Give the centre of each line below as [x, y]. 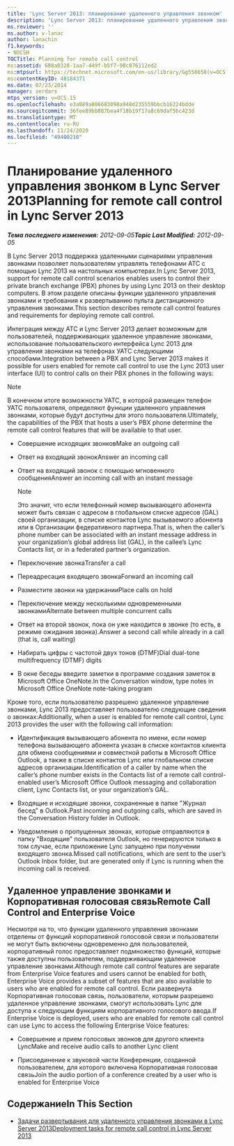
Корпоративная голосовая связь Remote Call [109, 902]
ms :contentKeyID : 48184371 [46, 78]
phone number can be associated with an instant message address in [117, 535]
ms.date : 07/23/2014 [37, 85]
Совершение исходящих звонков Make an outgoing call [98, 444]
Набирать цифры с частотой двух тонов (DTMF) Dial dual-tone [108, 653]
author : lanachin [32, 40]
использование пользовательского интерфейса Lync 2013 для [100, 344]
